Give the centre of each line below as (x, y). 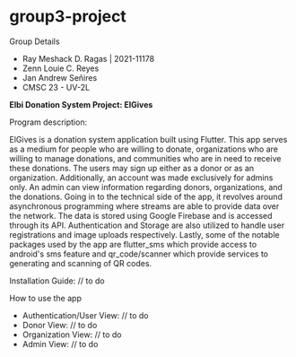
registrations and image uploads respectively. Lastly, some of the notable (144, 234)
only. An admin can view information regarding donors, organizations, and (146, 187)
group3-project (68, 17)
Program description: (48, 122)
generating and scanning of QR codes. (81, 263)
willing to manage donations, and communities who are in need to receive (145, 158)
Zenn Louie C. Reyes (61, 68)
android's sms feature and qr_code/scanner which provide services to (139, 254)
